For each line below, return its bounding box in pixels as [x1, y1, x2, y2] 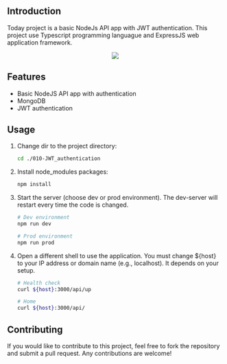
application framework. [7, 38, 73, 47]
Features [7, 71, 46, 83]
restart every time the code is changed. [16, 201, 129, 209]
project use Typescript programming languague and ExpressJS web [7, 31, 200, 39]
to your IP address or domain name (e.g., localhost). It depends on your [16, 259, 219, 267]
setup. [16, 266, 36, 274]
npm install [16, 181, 51, 188]
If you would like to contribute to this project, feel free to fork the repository [7, 342, 220, 350]
